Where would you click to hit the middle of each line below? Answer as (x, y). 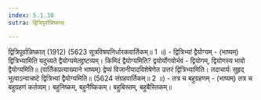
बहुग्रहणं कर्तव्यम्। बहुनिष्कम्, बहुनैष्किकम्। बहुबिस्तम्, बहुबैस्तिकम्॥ (90, 87)
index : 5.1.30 (31, 15)
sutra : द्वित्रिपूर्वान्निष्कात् (36, 23)
